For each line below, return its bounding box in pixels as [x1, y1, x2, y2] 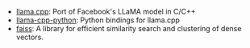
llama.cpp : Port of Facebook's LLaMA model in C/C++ [15, 7, 196, 16]
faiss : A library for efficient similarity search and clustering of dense [15, 24, 242, 33]
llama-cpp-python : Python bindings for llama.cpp [15, 15, 180, 25]
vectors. [15, 32, 44, 42]
